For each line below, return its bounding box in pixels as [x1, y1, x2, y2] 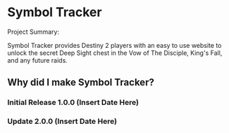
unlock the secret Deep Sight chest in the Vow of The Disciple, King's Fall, [7, 49, 223, 57]
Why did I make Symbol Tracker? [7, 77, 155, 89]
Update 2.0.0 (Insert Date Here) [7, 117, 118, 127]
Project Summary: [7, 27, 60, 36]
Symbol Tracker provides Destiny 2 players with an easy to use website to [7, 41, 222, 49]
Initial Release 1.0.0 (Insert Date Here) [7, 98, 140, 108]
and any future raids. [7, 56, 68, 64]
